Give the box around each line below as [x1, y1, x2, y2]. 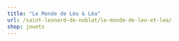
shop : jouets [7, 23, 45, 30]
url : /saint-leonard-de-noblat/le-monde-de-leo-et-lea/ [7, 17, 172, 24]
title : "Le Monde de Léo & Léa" [7, 10, 101, 17]
